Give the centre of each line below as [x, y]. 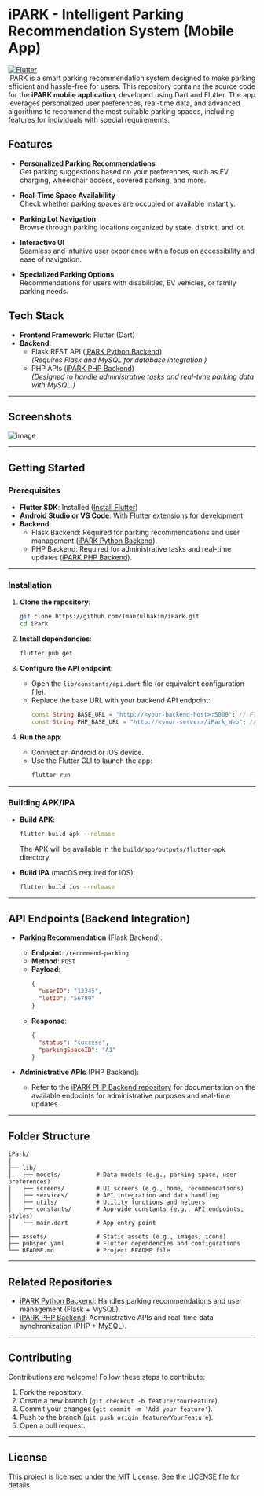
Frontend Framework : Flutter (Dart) [77, 335]
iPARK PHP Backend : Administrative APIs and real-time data [116, 1318]
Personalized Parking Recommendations [87, 163]
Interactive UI [42, 242]
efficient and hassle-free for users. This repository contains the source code [132, 86]
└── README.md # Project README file [89, 1251]
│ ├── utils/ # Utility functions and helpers [107, 1203]
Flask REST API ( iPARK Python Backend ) [97, 351]
